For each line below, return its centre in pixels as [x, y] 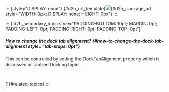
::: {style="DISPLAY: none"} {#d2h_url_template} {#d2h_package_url [78, 8]
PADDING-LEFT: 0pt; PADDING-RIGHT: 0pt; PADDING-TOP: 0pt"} [73, 29]
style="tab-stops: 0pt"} [54, 46]
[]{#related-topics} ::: [27, 84]
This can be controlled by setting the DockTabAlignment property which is [82, 59]
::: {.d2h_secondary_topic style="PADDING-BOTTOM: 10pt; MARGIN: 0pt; [81, 24]
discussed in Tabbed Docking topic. [43, 64]
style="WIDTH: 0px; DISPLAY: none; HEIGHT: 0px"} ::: [61, 14]
